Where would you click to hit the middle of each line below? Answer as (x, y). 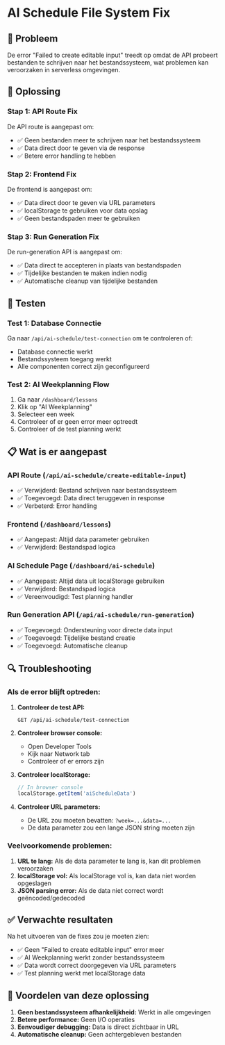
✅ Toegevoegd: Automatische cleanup (73, 645)
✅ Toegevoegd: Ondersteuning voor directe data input (95, 630)
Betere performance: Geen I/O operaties (76, 1020)
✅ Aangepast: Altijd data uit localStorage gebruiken (91, 581)
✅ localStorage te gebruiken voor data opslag (82, 211)
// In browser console (50, 787)
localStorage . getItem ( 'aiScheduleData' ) (76, 793)
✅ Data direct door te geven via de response (81, 148)
